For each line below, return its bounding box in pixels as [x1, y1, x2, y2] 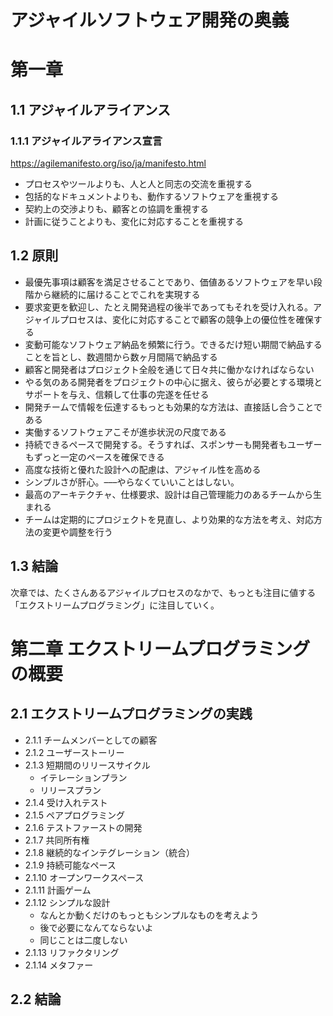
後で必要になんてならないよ [39, 921, 154, 933]
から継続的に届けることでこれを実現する [33, 288, 201, 300]
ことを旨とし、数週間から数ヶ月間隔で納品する [24, 351, 218, 363]
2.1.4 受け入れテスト [24, 796, 108, 808]
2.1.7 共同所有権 [24, 834, 90, 846]
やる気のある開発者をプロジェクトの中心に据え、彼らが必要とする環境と [24, 376, 323, 388]
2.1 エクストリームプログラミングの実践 [10, 706, 253, 723]
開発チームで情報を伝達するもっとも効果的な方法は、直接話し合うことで [24, 401, 323, 413]
